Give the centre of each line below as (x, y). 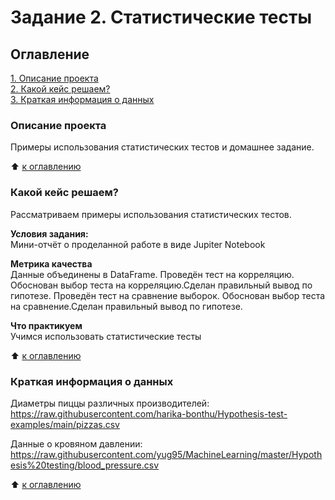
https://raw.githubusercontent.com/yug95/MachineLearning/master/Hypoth (166, 454)
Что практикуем (46, 325)
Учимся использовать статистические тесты (106, 336)
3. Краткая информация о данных (82, 99)
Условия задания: (49, 233)
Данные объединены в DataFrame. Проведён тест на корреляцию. (152, 274)
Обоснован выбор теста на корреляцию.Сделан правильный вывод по (161, 285)
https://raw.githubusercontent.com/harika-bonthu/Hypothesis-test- (149, 413)
